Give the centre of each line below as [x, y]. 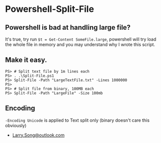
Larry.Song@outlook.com [38, 135]
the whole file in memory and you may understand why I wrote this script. [80, 45]
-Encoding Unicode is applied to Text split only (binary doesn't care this [77, 120]
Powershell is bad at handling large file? [68, 27]
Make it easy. [26, 60]
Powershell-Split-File [50, 9]
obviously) [16, 125]
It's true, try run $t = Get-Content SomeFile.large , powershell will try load [81, 39]
